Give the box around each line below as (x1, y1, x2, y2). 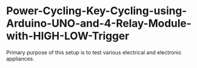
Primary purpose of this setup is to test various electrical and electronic (6, 48, 182, 56)
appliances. (6, 55, 35, 62)
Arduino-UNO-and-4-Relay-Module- (6, 17, 192, 30)
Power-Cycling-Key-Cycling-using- (6, 4, 187, 18)
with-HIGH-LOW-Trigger (6, 30, 130, 43)
